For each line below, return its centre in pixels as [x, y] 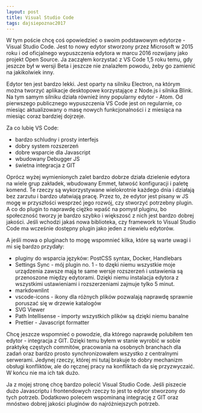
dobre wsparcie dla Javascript [52, 152]
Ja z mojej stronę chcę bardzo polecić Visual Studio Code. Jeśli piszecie [96, 385]
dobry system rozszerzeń [47, 146]
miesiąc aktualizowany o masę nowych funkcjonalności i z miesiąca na [94, 110]
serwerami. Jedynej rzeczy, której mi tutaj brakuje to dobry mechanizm [94, 360]
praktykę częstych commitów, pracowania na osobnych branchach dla [94, 347]
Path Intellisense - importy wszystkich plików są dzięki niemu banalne [102, 316]
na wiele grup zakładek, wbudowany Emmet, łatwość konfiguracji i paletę [97, 184]
